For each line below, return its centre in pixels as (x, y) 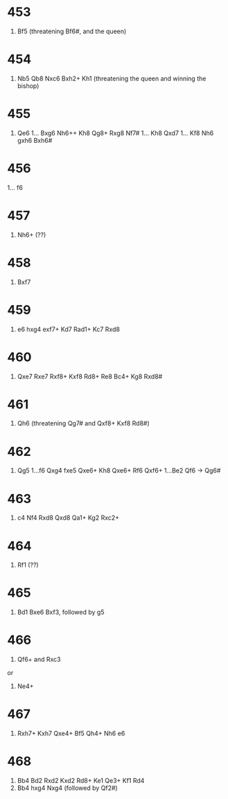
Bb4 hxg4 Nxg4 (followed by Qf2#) (67, 788)
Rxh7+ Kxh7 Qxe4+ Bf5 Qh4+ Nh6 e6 (71, 734)
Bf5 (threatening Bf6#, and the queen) (72, 31)
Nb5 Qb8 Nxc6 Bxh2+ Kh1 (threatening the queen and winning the (112, 78)
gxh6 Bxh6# (35, 140)
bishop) (28, 86)
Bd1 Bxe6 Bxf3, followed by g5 (61, 612)
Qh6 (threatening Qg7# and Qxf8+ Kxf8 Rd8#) (84, 423)
